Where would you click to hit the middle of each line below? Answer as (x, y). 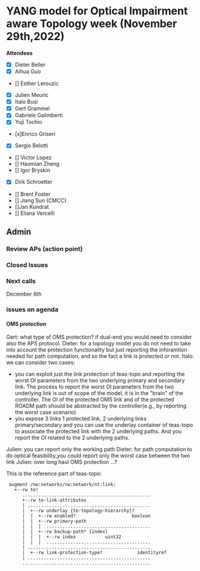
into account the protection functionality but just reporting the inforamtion (97, 350)
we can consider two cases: (41, 363)
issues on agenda (32, 309)
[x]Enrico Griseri (35, 134)
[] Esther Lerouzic (37, 83)
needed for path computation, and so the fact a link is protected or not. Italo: (100, 356)
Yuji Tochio (29, 122)
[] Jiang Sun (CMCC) (41, 200)
